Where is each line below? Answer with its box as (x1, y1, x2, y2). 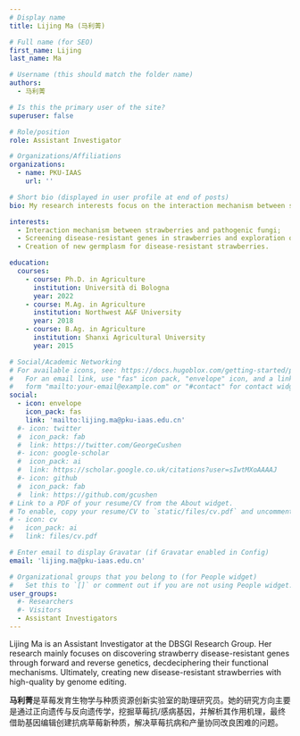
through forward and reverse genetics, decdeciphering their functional (9, 657, 270, 668)
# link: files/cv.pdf (9, 532, 98, 541)
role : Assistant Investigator (9, 136, 122, 145)
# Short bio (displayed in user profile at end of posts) (9, 193, 229, 202)
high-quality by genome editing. (9, 676, 127, 687)
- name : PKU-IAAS (17, 169, 82, 178)
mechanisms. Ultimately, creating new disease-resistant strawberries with (9, 666, 282, 677)
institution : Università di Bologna (32, 283, 170, 292)
